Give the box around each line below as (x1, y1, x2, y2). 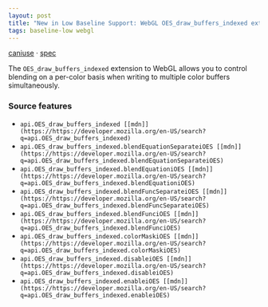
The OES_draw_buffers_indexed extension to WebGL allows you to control (8, 64, 247, 73)
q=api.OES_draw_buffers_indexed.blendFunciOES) (19, 224, 181, 232)
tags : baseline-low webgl (8, 26, 94, 34)
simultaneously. (8, 81, 60, 90)
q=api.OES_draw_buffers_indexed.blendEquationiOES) (19, 179, 195, 187)
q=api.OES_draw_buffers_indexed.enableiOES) (19, 291, 171, 299)
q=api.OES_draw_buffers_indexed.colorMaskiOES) (19, 246, 181, 254)
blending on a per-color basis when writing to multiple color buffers (8, 73, 231, 82)
